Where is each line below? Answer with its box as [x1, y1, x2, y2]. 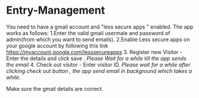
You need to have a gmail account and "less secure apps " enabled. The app [6, 23, 194, 30]
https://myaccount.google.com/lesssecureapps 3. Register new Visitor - [6, 48, 183, 55]
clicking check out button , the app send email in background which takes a [6, 67, 192, 74]
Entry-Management [6, 4, 105, 17]
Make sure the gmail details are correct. [6, 85, 104, 92]
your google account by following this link [6, 42, 109, 49]
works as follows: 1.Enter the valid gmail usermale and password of [6, 29, 170, 36]
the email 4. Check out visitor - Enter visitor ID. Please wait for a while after [6, 61, 191, 68]
